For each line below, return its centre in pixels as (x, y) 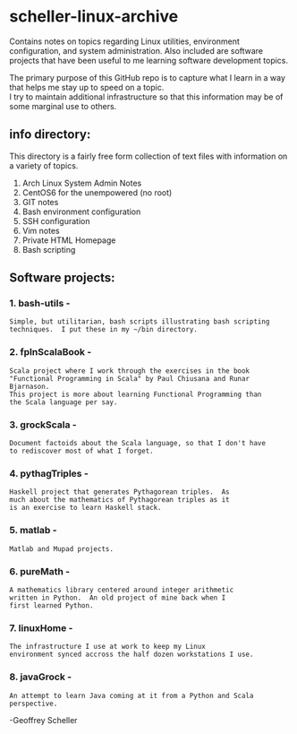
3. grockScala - (43, 425)
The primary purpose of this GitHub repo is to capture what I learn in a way (148, 77)
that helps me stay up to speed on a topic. (87, 87)
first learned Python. (51, 605)
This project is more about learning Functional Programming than (136, 394)
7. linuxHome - (41, 627)
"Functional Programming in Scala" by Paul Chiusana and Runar (130, 378)
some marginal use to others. (63, 106)
